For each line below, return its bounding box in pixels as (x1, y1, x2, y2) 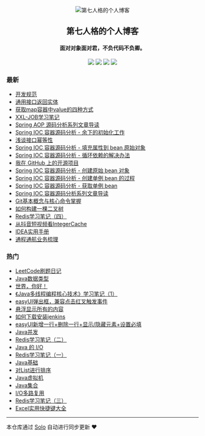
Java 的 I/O (15, 344, 44, 351)
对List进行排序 (15, 366, 52, 374)
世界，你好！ (15, 283, 48, 290)
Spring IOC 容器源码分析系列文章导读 (15, 189, 109, 197)
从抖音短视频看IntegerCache (15, 220, 87, 227)
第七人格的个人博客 (66, 26, 139, 37)
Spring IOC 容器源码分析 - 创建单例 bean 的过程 (15, 174, 135, 181)
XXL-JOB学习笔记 (15, 113, 60, 120)
